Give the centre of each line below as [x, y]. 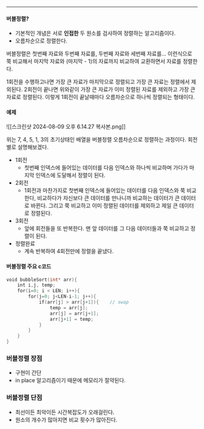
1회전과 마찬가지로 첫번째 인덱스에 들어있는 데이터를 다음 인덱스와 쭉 [105, 190]
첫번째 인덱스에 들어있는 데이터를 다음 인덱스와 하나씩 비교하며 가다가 [106, 168]
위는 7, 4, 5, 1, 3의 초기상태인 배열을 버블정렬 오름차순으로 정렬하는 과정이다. [97, 140]
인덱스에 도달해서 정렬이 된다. [70, 175]
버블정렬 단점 [24, 397]
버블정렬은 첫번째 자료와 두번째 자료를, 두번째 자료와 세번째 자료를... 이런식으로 [99, 54]
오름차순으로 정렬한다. [41, 41]
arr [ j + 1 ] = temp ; [72, 319]
